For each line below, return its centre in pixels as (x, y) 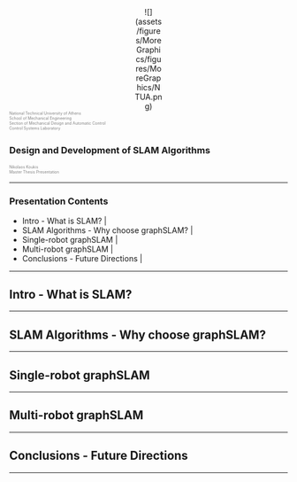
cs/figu (148, 59)
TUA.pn (148, 97)
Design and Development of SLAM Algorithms (110, 150)
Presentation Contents (59, 201)
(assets (148, 21)
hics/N (148, 87)
